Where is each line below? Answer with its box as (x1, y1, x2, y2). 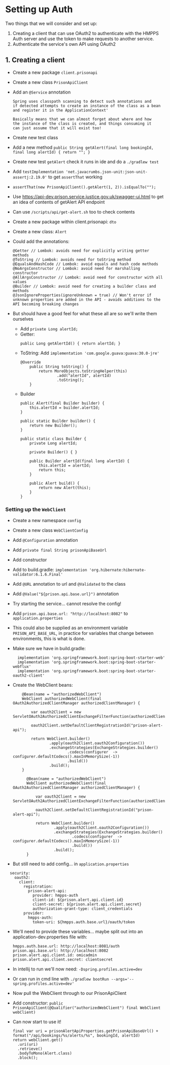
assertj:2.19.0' (12, 174, 47, 180)
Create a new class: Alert (12, 228, 67, 234)
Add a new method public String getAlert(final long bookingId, (12, 144, 154, 150)
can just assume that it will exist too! (12, 126, 101, 131)
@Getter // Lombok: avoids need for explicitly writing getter (12, 248, 150, 253)
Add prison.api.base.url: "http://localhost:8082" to (12, 611, 128, 617)
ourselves (12, 316, 33, 322)
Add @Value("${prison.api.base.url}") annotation (12, 591, 119, 597)
